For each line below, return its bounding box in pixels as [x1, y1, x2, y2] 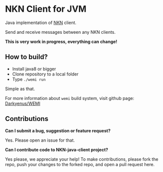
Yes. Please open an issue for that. [5, 137, 75, 143]
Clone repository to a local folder [12, 71, 79, 77]
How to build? [5, 53, 48, 61]
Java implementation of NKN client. [5, 20, 77, 25]
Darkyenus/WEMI [5, 100, 41, 106]
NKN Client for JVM [5, 3, 87, 15]
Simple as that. [5, 86, 35, 92]
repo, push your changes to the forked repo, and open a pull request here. [5, 161, 155, 167]
